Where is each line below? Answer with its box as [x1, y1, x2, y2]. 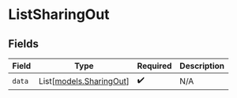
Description [179, 61, 225, 71]
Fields [8, 37, 39, 51]
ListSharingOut [8, 6, 110, 24]
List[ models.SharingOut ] [38, 75, 130, 86]
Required [137, 61, 172, 71]
